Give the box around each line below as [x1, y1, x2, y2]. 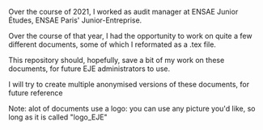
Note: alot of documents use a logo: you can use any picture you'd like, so [8, 104, 256, 113]
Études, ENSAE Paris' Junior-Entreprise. [8, 15, 142, 25]
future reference [8, 88, 63, 98]
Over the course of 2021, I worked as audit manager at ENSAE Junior [8, 7, 239, 16]
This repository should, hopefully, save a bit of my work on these [8, 56, 225, 65]
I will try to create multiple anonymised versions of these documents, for [8, 80, 250, 89]
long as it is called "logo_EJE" [8, 112, 108, 122]
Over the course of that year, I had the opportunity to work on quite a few [8, 31, 252, 40]
